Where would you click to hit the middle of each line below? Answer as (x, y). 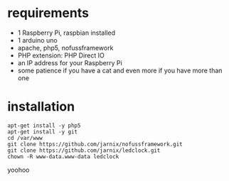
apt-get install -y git (43, 132)
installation (41, 107)
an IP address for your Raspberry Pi (70, 62)
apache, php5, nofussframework (65, 48)
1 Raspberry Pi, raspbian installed (66, 33)
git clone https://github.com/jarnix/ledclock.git (84, 150)
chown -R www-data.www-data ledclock (63, 157)
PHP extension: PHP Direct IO (61, 55)
